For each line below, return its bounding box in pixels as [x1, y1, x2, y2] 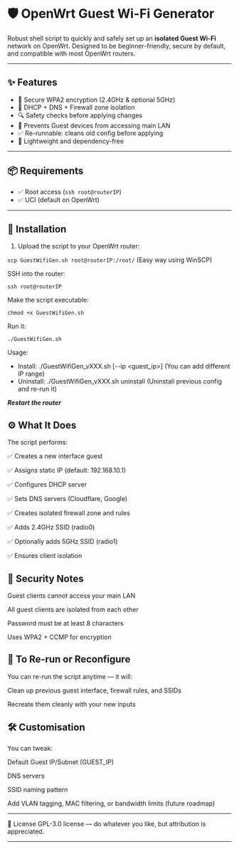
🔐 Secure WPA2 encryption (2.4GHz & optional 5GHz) [17, 95, 176, 104]
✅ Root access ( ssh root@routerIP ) [17, 187, 122, 196]
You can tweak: [7, 744, 53, 752]
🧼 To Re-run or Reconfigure [7, 653, 131, 665]
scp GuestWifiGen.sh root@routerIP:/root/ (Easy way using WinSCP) [7, 255, 213, 264]
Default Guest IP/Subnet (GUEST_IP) [7, 757, 115, 766]
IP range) [17, 369, 45, 378]
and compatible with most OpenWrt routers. [7, 49, 136, 58]
